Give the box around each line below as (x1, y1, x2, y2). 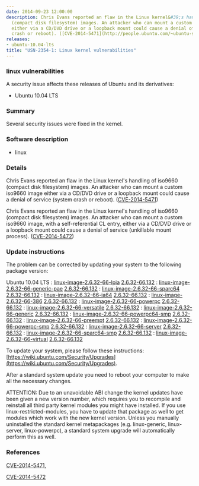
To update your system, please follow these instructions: (6, 347, 144, 354)
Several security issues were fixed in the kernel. (6, 120, 123, 128)
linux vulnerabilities (6, 67, 64, 75)
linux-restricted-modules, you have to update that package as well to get (6, 408, 184, 415)
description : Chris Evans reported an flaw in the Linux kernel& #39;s (6, 14, 184, 20)
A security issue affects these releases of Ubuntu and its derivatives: (6, 81, 174, 88)
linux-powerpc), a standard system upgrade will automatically (24, 427, 175, 434)
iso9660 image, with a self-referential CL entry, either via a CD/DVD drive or (6, 220, 191, 227)
